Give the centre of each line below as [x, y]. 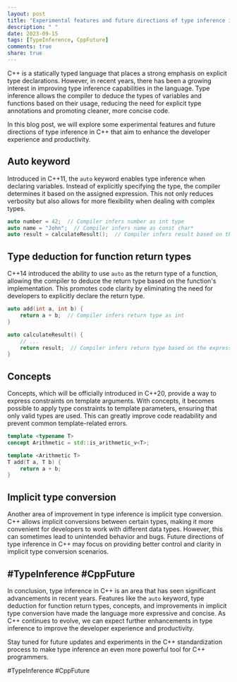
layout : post [26, 14]
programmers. [28, 657]
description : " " [33, 27]
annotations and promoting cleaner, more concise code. [89, 111]
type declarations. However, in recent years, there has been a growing [109, 80]
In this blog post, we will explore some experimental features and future [111, 124]
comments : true [30, 47]
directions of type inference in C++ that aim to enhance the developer [109, 132]
